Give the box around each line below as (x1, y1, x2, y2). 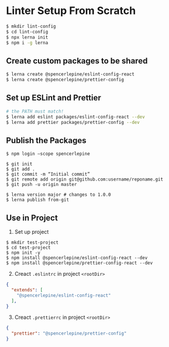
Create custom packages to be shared (6, 55, 148, 65)
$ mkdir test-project (6, 240, 59, 246)
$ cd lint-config (6, 29, 49, 34)
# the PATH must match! (6, 108, 64, 114)
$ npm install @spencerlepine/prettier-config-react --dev (6, 260, 153, 266)
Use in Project (6, 213, 58, 223)
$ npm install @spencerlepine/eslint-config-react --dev (6, 255, 148, 261)
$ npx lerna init (6, 34, 49, 40)
